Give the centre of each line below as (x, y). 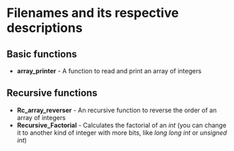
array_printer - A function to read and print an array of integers (109, 71)
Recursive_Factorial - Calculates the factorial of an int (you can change (122, 125)
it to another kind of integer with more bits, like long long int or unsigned (122, 133)
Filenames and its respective (93, 13)
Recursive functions (52, 93)
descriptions (45, 28)
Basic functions (42, 54)
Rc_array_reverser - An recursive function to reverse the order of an (117, 110)
